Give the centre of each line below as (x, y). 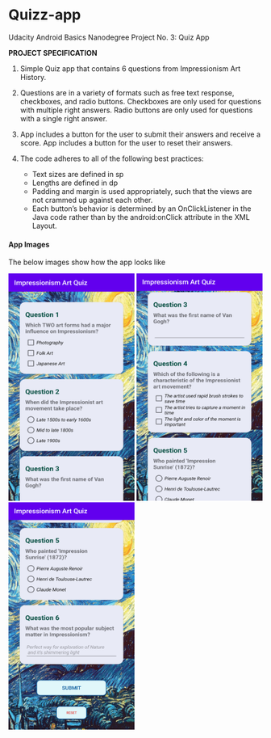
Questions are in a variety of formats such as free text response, (127, 93)
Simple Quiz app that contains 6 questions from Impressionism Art (130, 68)
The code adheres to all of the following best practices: (112, 158)
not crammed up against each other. (92, 200)
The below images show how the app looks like (87, 262)
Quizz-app (45, 15)
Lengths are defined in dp (75, 183)
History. (33, 77)
